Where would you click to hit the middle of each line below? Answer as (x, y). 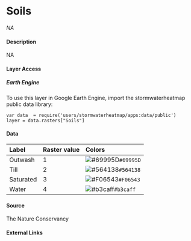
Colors (95, 149)
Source (16, 205)
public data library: (30, 104)
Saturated (23, 179)
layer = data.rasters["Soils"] (45, 120)
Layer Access (23, 69)
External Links (25, 233)
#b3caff (125, 189)
